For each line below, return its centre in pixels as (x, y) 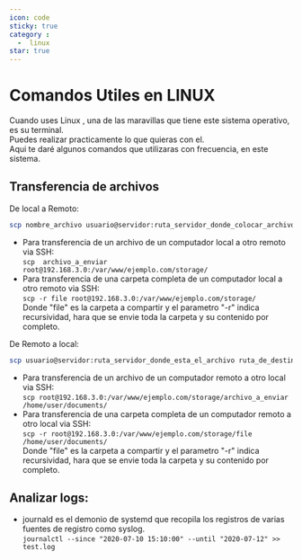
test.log (39, 547)
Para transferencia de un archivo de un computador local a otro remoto (154, 242)
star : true (30, 51)
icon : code (30, 18)
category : (30, 34)
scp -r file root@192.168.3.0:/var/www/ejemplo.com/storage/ (139, 298)
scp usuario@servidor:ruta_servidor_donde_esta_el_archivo (122, 360)
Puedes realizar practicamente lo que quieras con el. (107, 139)
